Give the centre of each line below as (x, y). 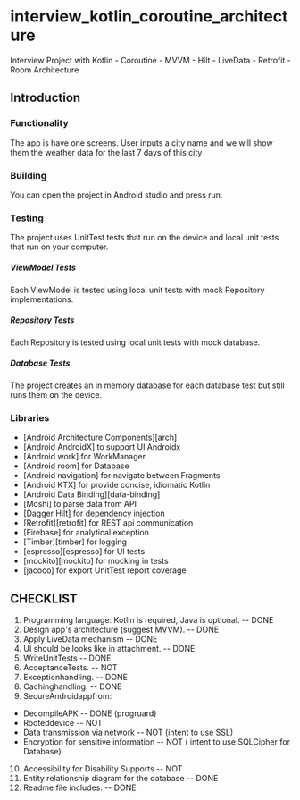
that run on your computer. (59, 247)
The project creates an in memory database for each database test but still (147, 385)
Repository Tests (42, 320)
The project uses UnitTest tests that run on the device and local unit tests (145, 238)
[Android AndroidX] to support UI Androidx (102, 447)
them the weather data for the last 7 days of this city (106, 152)
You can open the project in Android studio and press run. (117, 195)
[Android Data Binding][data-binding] (92, 494)
